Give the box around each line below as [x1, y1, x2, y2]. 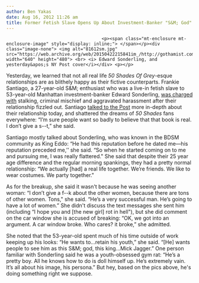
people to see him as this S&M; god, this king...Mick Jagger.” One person [6, 245, 184, 252]
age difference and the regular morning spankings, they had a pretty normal [6, 159, 191, 166]
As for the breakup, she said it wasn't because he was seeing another [6, 183, 176, 190]
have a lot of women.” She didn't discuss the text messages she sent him [6, 202, 185, 209]
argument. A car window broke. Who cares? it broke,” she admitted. [6, 221, 172, 228]
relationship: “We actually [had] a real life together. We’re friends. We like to [6, 165, 191, 172]
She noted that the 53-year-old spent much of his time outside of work [6, 232, 179, 240]
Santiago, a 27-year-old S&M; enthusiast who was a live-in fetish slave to [6, 85, 185, 92]
